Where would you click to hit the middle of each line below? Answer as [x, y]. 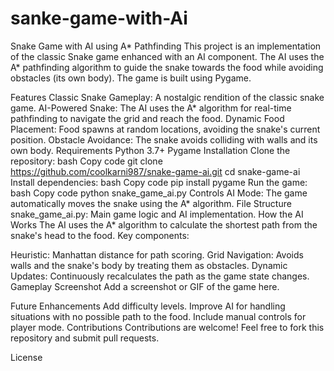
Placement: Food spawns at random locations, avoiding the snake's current [165, 129]
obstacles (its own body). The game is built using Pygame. [131, 78]
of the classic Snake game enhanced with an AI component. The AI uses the [167, 56]
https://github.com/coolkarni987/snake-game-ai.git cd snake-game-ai [155, 171]
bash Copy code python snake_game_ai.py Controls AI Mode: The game [159, 193]
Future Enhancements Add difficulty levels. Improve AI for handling [148, 306]
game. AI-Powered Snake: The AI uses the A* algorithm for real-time [151, 108]
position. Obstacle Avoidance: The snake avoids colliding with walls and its [164, 139]
